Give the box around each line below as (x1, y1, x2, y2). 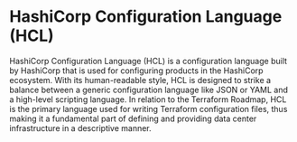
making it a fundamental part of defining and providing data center (9, 113, 257, 124)
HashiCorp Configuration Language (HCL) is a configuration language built (9, 55, 287, 66)
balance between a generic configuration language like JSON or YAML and (9, 84, 289, 95)
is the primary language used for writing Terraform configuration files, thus (9, 103, 288, 114)
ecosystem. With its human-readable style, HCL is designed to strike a (9, 74, 272, 85)
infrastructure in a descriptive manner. (9, 122, 152, 133)
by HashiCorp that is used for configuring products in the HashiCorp (9, 65, 264, 76)
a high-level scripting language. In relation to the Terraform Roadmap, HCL (9, 93, 287, 105)
